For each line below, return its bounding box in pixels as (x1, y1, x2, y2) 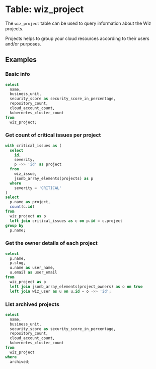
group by (5, 223, 24, 228)
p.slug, (10, 260, 26, 266)
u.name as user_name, (10, 265, 55, 270)
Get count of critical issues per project (5, 131, 101, 139)
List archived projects (5, 301, 59, 308)
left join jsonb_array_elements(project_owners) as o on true (10, 284, 143, 289)
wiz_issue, (14, 171, 37, 176)
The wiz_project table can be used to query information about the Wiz (5, 20, 151, 26)
